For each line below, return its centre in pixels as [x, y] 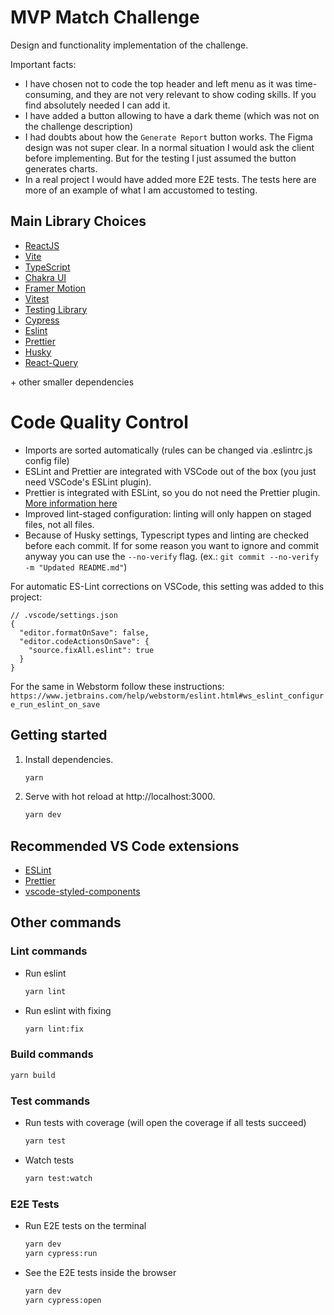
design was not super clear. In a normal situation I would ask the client [169, 147]
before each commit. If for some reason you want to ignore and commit [172, 545]
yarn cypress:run [61, 1253]
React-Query [51, 362]
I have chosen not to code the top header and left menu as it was [158, 83]
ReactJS [42, 245]
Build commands [52, 1054]
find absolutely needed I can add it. [97, 105]
